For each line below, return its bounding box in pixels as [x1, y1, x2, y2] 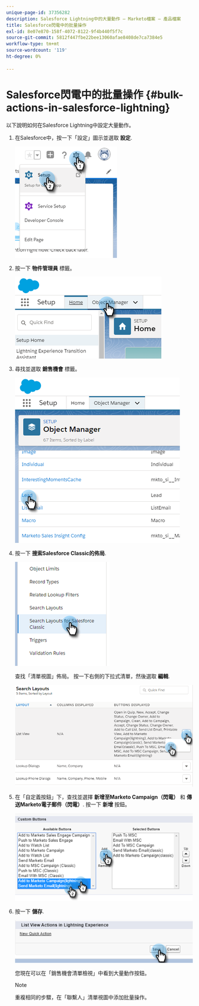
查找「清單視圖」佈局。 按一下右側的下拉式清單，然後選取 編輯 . [14, 672, 170, 680]
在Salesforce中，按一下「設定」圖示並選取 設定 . [14, 134, 132, 141]
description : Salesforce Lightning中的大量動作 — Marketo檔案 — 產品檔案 [6, 15, 182, 22]
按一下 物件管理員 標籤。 [14, 265, 75, 272]
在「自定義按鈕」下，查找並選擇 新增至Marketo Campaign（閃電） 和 [14, 793, 185, 800]
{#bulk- [145, 88, 184, 101]
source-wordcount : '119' [6, 48, 68, 54]
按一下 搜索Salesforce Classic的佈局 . [14, 549, 107, 557]
